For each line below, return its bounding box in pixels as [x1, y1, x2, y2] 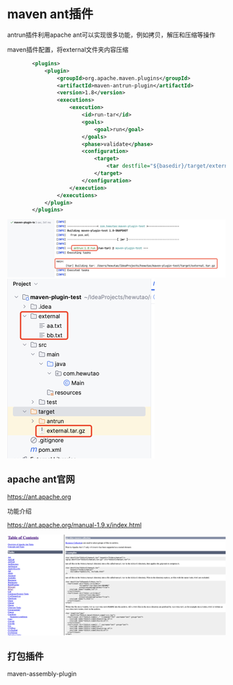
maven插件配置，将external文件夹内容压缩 [7, 45, 129, 53]
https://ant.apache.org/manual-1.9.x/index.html [7, 521, 142, 529]
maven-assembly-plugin [7, 669, 77, 677]
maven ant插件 [7, 6, 94, 22]
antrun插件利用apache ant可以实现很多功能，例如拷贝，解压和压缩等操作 [7, 31, 216, 39]
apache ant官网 [7, 473, 75, 486]
